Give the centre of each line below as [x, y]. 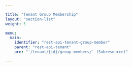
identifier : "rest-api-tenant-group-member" [62, 43]
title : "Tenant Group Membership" [42, 14]
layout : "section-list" [30, 19]
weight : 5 [16, 24]
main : [16, 38]
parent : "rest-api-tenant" [43, 47]
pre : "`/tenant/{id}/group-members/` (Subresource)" [71, 52]
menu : [11, 33]
